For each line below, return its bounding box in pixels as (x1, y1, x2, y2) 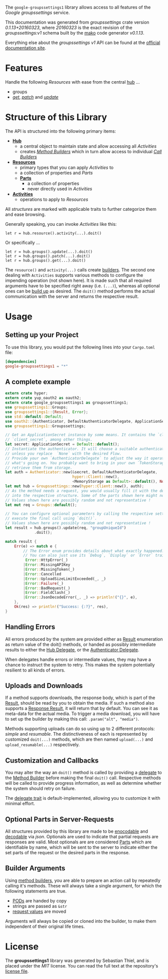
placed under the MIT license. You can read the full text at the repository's (5, 962, 158, 968)
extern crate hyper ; (5, 391, 48, 396)
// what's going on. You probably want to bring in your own (5, 460, 135, 465)
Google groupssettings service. (5, 10, 70, 16)
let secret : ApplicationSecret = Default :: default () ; (5, 442, 120, 447)
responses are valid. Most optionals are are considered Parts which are (5, 839, 152, 845)
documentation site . (5, 45, 46, 51)
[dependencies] (5, 359, 37, 364)
